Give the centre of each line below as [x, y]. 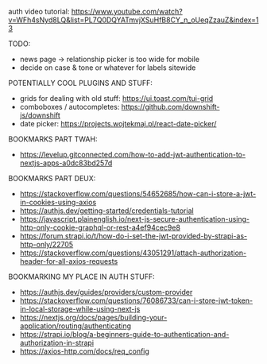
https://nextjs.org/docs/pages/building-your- [93, 318]
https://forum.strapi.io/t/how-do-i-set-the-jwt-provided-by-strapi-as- [133, 236]
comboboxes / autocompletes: [70, 107]
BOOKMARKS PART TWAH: [53, 139]
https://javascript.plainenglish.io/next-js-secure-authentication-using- [135, 219]
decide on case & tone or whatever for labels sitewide [108, 68]
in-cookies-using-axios [58, 202]
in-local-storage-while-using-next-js [80, 309]
